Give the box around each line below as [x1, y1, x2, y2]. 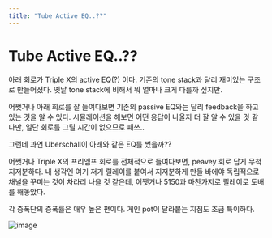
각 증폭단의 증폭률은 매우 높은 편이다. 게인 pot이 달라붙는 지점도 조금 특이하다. [8, 204, 256, 214]
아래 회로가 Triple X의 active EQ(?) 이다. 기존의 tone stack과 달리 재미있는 [8, 74, 246, 84]
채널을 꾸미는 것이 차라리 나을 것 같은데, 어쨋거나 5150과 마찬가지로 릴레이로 [8, 176, 249, 186]
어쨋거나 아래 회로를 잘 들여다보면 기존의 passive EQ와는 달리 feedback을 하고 [8, 102, 259, 112]
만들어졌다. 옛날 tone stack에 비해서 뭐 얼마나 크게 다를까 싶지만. [16, 84, 223, 94]
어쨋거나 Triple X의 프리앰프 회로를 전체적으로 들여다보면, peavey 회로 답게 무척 [8, 156, 262, 166]
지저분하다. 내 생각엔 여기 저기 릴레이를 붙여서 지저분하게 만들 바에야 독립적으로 [8, 167, 260, 176]
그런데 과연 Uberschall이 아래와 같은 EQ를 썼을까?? [8, 139, 172, 149]
